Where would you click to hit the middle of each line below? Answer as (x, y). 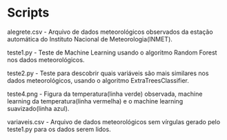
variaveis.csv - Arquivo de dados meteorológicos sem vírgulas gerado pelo (114, 121)
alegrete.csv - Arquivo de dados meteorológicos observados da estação (110, 32)
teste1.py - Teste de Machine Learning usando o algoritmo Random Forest (112, 52)
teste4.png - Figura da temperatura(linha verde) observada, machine (105, 94)
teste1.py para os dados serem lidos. (59, 129)
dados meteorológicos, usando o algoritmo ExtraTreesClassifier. (98, 80)
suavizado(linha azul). (38, 108)
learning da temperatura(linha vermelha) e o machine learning (95, 101)
